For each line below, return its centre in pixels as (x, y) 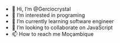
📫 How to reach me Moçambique (53, 34)
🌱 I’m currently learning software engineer (63, 21)
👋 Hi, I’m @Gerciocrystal (41, 9)
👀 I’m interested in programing (48, 15)
